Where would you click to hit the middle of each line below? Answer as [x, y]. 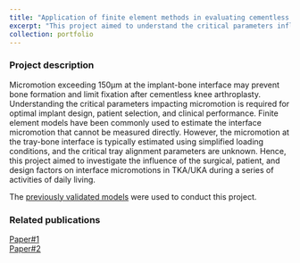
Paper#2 [25, 248]
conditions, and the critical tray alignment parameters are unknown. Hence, [148, 151]
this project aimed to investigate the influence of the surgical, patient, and [145, 160]
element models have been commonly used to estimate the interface [135, 122]
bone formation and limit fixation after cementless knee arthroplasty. [135, 94]
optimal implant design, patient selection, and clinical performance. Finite [144, 113]
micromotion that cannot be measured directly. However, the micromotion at [150, 132]
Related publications [55, 219]
